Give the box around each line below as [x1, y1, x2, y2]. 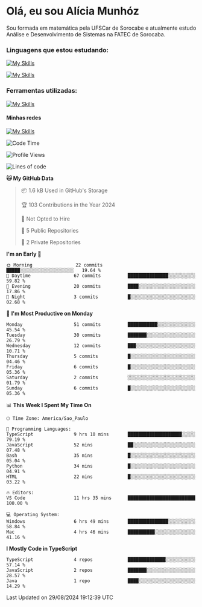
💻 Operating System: [6, 511, 60, 517]
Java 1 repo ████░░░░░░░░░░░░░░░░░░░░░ [6, 577, 196, 584]
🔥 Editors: [6, 489, 34, 496]
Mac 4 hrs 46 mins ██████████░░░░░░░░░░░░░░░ [6, 529, 196, 535]
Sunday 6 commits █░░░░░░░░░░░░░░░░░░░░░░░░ [6, 385, 196, 391]
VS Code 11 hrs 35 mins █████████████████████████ [6, 495, 196, 501]
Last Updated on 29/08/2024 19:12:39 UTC [6, 594, 113, 601]
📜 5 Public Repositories [21, 227, 79, 234]
